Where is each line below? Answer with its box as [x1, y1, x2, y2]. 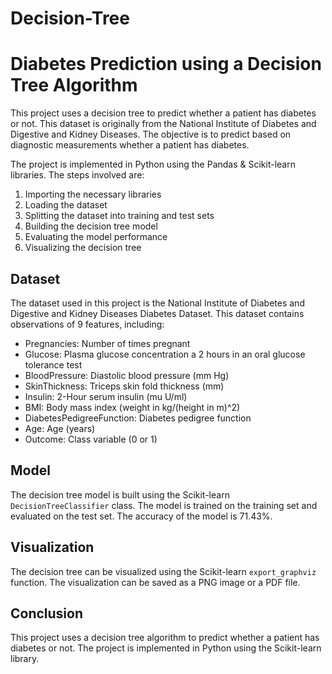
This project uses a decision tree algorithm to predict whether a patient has [10, 632, 320, 644]
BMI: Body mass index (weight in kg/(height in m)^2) [24, 401, 241, 413]
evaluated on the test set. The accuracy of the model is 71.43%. [10, 510, 273, 522]
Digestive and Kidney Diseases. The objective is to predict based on [10, 128, 292, 141]
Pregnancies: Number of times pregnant [24, 337, 191, 349]
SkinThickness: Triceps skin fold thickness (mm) [24, 380, 225, 392]
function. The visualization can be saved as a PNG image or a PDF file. [10, 576, 301, 588]
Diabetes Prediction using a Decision [10, 53, 322, 76]
